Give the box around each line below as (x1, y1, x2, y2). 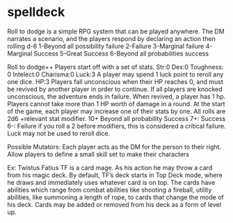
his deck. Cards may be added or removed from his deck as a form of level (7, 200, 221, 208)
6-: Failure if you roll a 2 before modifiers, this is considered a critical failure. (7, 122, 226, 130)
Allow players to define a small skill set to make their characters (7, 150, 190, 158)
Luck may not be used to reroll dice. (7, 129, 111, 138)
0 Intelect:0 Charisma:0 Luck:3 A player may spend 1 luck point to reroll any (7, 70, 224, 79)
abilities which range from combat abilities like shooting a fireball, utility (7, 185, 212, 194)
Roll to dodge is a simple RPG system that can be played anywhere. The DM (7, 27, 225, 35)
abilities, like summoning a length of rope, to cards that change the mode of (7, 192, 224, 201)
